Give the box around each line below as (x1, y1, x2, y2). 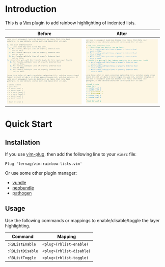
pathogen (12, 190, 32, 196)
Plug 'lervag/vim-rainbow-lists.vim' (5, 161, 82, 166)
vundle (12, 179, 27, 186)
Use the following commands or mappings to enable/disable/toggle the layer (5, 217, 160, 223)
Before (37, 31, 52, 37)
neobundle (12, 185, 34, 191)
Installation (5, 138, 40, 147)
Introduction (5, 3, 57, 15)
